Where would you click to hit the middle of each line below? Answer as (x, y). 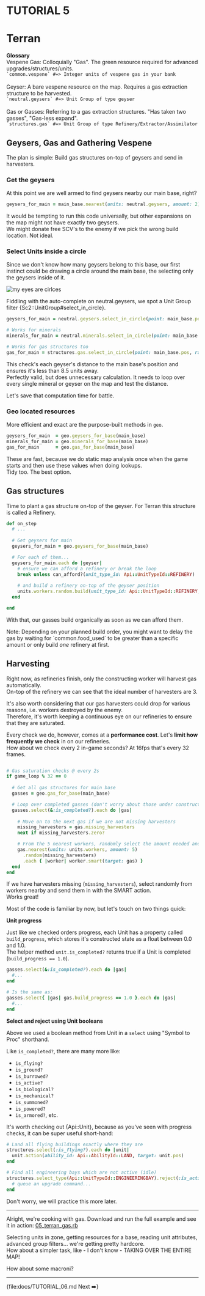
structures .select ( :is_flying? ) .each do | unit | (68, 1150)
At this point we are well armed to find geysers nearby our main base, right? (102, 193)
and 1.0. (16, 946)
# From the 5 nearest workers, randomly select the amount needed (103, 844)
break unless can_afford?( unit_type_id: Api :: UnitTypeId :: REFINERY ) (106, 574)
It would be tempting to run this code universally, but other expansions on (99, 216)
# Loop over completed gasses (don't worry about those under (92, 804)
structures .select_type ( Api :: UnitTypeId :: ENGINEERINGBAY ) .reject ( (92, 1178)
